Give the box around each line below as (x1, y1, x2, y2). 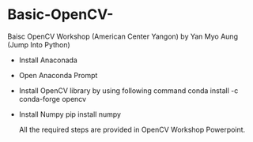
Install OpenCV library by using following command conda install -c (18, 85, 239, 95)
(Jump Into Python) (7, 39, 70, 49)
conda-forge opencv (18, 94, 87, 103)
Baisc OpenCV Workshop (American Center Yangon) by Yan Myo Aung (7, 32, 239, 41)
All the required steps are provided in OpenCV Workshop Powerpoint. (18, 125, 246, 134)
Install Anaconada (18, 55, 78, 65)
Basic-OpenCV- (7, 6, 114, 24)
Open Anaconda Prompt (18, 70, 98, 80)
